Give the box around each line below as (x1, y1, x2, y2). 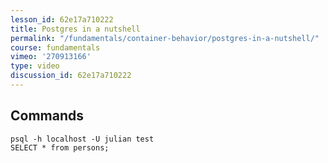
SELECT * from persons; (10, 142, 110, 153)
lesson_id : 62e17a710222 (10, 14, 114, 25)
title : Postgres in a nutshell (10, 24, 141, 34)
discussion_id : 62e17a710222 (10, 71, 132, 81)
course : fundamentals (10, 42, 101, 53)
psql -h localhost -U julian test (10, 134, 155, 144)
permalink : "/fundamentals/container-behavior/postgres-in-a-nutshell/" (10, 33, 320, 43)
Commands (10, 107, 85, 125)
